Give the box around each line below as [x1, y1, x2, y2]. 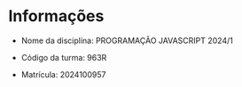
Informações [8, 6, 105, 26]
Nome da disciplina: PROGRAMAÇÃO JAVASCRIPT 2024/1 [20, 35, 234, 46]
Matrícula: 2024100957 [20, 69, 106, 80]
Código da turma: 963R [20, 52, 107, 62]
